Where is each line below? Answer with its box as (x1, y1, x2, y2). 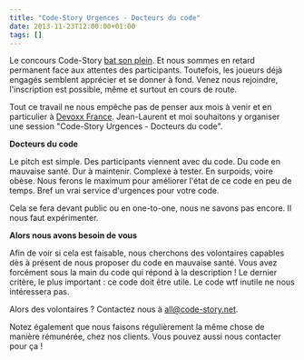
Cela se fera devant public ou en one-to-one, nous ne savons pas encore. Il (9, 203, 292, 214)
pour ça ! (9, 341, 44, 352)
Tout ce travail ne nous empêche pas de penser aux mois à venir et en (9, 102, 272, 113)
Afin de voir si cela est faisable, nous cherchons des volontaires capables (9, 247, 285, 259)
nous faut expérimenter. (9, 213, 99, 224)
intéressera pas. (9, 286, 70, 297)
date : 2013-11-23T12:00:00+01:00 (9, 22, 136, 31)
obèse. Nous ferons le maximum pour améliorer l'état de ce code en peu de (9, 175, 292, 186)
